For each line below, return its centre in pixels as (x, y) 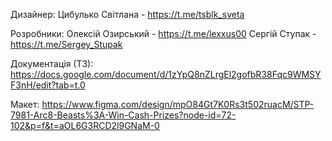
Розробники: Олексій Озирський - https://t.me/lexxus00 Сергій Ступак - (163, 33)
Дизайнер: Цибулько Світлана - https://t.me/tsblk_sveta (127, 14)
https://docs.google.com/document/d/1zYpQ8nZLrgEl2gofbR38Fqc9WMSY (166, 74)
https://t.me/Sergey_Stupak (66, 44)
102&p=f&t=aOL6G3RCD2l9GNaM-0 (85, 125)
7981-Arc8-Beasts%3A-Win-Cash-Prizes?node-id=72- (123, 115)
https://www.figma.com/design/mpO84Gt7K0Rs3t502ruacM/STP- (178, 104)
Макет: (25, 104)
